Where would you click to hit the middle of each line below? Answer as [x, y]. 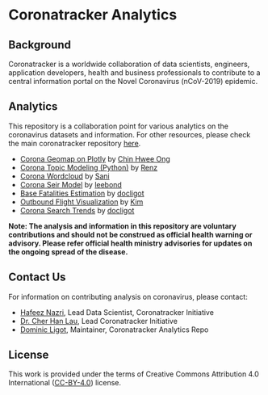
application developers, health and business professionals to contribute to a [134, 73]
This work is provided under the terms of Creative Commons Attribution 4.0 [134, 374]
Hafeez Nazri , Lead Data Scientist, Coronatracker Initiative [117, 312]
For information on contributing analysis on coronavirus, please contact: [128, 296]
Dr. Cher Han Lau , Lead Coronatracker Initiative [98, 321]
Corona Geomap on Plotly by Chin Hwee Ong [95, 158]
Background [40, 45]
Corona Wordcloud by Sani [65, 176]
